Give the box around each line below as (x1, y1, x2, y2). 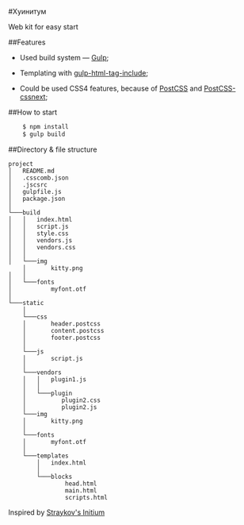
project (8, 160, 34, 168)
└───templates (22, 452, 69, 460)
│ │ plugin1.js (22, 375, 87, 384)
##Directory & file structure (8, 145, 97, 154)
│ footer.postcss (22, 334, 101, 342)
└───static (8, 299, 44, 307)
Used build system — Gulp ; (19, 53, 109, 62)
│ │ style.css (8, 230, 69, 237)
